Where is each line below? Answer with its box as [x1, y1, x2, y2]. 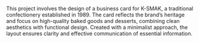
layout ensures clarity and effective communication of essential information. [6, 30, 192, 37]
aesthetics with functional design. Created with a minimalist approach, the [6, 24, 188, 31]
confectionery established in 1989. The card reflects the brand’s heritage [6, 11, 185, 18]
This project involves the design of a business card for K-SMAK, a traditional [6, 5, 194, 12]
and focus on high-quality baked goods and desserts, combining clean [6, 18, 180, 24]
